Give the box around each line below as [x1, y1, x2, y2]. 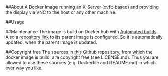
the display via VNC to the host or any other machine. [5, 9, 117, 15]
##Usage [5, 19, 25, 25]
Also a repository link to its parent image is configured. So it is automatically [5, 34, 163, 40]
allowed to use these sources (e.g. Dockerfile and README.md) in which [5, 60, 156, 65]
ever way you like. [5, 65, 43, 71]
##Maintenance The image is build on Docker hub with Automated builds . [5, 29, 158, 34]
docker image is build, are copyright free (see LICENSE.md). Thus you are [5, 54, 159, 60]
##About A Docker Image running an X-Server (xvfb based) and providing [5, 4, 159, 10]
